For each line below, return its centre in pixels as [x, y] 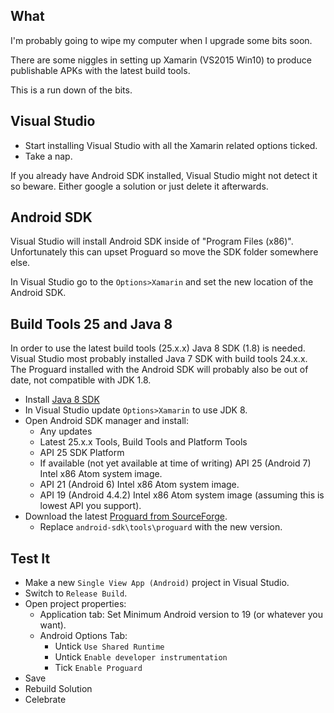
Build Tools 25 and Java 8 [91, 324]
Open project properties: [75, 604]
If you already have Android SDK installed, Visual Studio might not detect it [164, 175]
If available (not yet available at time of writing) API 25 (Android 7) [175, 463]
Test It [30, 558]
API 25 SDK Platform [82, 453]
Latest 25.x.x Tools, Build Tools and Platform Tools [143, 442]
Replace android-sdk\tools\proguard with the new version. [161, 527]
